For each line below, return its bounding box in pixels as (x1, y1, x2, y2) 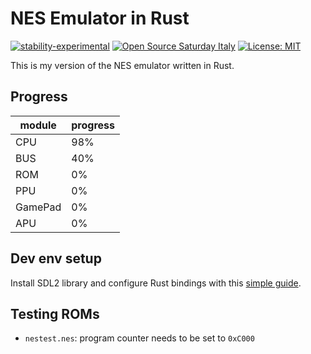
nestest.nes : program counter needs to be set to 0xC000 (24, 332, 255, 344)
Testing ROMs (10, 305, 100, 322)
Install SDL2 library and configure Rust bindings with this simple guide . (10, 277, 302, 289)
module (19, 118, 57, 132)
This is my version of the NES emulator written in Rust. (10, 59, 235, 71)
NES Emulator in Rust (10, 7, 190, 30)
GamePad (15, 200, 62, 214)
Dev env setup (10, 250, 102, 267)
